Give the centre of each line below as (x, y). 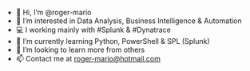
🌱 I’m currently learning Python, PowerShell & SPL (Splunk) (113, 41)
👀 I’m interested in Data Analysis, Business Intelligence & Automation (129, 21)
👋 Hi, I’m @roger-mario (54, 12)
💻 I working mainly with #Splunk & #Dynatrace (93, 30)
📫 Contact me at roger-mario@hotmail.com (88, 59)
